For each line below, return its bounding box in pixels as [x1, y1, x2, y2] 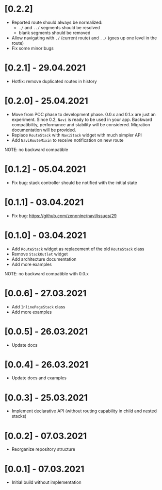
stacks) [11, 413, 27, 419]
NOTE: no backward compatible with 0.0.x [4, 270, 89, 276]
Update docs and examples [11, 375, 66, 381]
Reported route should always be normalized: [11, 19, 103, 25]
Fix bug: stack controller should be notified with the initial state [11, 180, 137, 186]
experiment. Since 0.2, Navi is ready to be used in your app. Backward [11, 117, 152, 122]
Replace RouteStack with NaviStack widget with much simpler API [11, 132, 142, 138]
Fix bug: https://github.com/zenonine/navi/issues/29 [11, 213, 117, 219]
